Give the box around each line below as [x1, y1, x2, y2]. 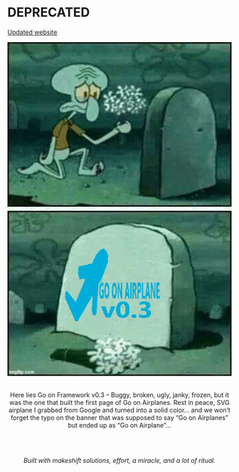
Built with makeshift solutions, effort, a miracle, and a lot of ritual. [23, 456, 216, 464]
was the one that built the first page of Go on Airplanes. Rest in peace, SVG [9, 398, 230, 406]
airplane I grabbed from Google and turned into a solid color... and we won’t [8, 406, 231, 414]
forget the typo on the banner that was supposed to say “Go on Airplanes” [10, 413, 229, 421]
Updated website [7, 28, 58, 36]
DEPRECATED [7, 4, 90, 21]
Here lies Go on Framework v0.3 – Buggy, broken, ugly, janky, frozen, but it [9, 390, 230, 399]
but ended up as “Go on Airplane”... [68, 421, 171, 429]
